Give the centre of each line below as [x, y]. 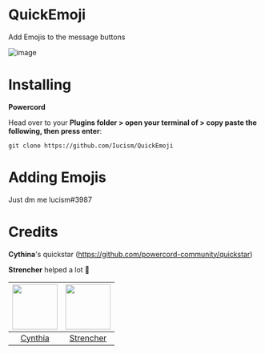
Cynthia [35, 338]
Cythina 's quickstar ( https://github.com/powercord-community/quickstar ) [130, 254]
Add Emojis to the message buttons [67, 37]
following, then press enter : [55, 131]
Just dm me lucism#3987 [50, 199]
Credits [33, 232]
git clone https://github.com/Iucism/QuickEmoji [91, 146]
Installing [40, 85]
